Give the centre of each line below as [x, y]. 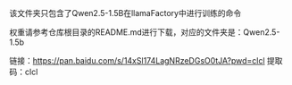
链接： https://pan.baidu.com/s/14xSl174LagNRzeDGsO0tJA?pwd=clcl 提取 [146, 60]
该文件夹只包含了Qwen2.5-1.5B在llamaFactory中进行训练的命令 [125, 13]
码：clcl [24, 72]
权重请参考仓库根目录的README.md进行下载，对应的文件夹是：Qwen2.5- [145, 32]
